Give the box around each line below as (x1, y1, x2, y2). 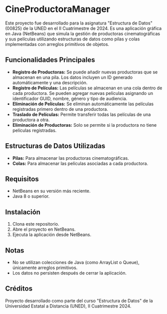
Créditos (5, 285, 33, 293)
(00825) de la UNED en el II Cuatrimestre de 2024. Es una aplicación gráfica (5, 25, 162, 31)
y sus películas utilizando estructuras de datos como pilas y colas (5, 36, 140, 42)
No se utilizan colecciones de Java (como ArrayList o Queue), (12, 260, 140, 265)
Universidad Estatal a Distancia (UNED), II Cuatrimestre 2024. (5, 303, 132, 309)
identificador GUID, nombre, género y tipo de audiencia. (12, 95, 128, 101)
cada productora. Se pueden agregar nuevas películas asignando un (12, 90, 154, 96)
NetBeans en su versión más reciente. (12, 188, 91, 194)
